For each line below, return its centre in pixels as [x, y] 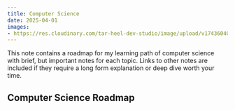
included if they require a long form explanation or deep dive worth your [111, 68]
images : [19, 27]
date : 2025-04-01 [33, 20]
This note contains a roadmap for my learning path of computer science [111, 53]
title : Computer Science [43, 14]
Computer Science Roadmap [71, 98]
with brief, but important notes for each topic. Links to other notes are [108, 61]
